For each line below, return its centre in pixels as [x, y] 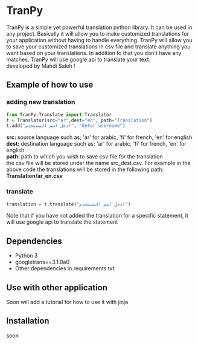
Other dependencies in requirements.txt [65, 268]
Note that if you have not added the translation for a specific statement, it [97, 216]
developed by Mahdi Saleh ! [41, 66]
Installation [28, 321]
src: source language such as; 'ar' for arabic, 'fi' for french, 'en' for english [99, 137]
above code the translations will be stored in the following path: [85, 169]
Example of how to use [50, 85]
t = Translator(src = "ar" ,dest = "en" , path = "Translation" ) [79, 120]
